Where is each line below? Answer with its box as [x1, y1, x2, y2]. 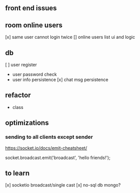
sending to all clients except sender [5, 134, 93, 141]
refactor [5, 91, 31, 99]
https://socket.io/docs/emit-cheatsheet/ [5, 145, 87, 151]
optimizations [5, 119, 49, 127]
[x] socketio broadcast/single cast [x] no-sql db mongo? [5, 182, 121, 188]
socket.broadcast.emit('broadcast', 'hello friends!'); [5, 154, 111, 161]
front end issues [5, 4, 57, 12]
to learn [5, 169, 30, 177]
